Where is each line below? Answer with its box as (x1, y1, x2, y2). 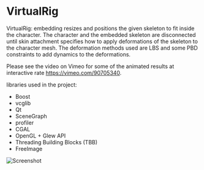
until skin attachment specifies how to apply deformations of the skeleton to (6, 37, 198, 45)
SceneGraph (15, 112, 47, 120)
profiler (15, 118, 34, 126)
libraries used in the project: (6, 81, 77, 88)
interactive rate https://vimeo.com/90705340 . (6, 69, 122, 76)
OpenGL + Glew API (15, 132, 66, 139)
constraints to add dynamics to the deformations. (6, 50, 130, 58)
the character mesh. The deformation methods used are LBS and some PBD (6, 44, 198, 52)
